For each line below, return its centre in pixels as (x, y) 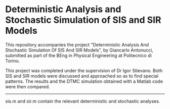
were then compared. (28, 86)
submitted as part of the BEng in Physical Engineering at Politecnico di (78, 55)
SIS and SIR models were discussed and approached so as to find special (82, 76)
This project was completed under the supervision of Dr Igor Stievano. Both (84, 70)
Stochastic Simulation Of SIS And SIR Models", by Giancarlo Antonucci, (79, 50)
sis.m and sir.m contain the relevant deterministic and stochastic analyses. (83, 101)
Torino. (13, 61)
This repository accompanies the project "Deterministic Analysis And (77, 44)
